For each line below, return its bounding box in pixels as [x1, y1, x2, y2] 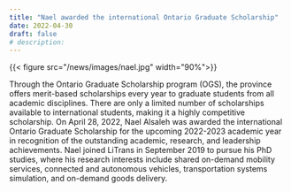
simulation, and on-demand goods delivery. [9, 173, 168, 184]
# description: [9, 37, 65, 47]
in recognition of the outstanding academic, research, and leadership [9, 135, 261, 146]
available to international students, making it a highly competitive [9, 107, 246, 118]
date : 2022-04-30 [9, 21, 73, 30]
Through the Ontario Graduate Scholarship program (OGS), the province [9, 79, 272, 89]
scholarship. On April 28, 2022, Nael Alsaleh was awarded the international [9, 117, 283, 127]
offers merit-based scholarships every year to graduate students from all [9, 88, 274, 99]
